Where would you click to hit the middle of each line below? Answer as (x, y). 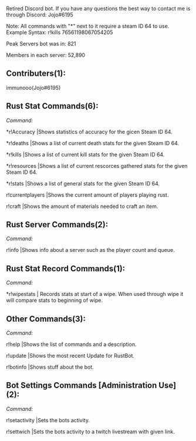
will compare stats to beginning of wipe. (54, 300)
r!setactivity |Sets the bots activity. (48, 420)
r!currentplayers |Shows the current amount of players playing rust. (87, 195)
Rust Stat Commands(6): (52, 106)
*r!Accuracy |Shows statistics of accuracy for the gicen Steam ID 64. (89, 132)
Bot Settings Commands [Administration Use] (91, 386)
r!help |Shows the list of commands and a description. (71, 344)
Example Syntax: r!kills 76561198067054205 (60, 32)
